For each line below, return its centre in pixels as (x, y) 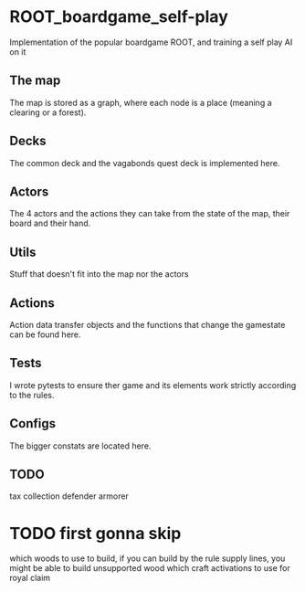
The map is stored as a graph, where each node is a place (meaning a (141, 102)
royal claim (30, 578)
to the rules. (32, 395)
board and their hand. (50, 223)
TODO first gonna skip (95, 533)
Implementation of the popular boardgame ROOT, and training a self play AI (151, 42)
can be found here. (45, 334)
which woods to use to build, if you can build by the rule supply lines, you (147, 558)
